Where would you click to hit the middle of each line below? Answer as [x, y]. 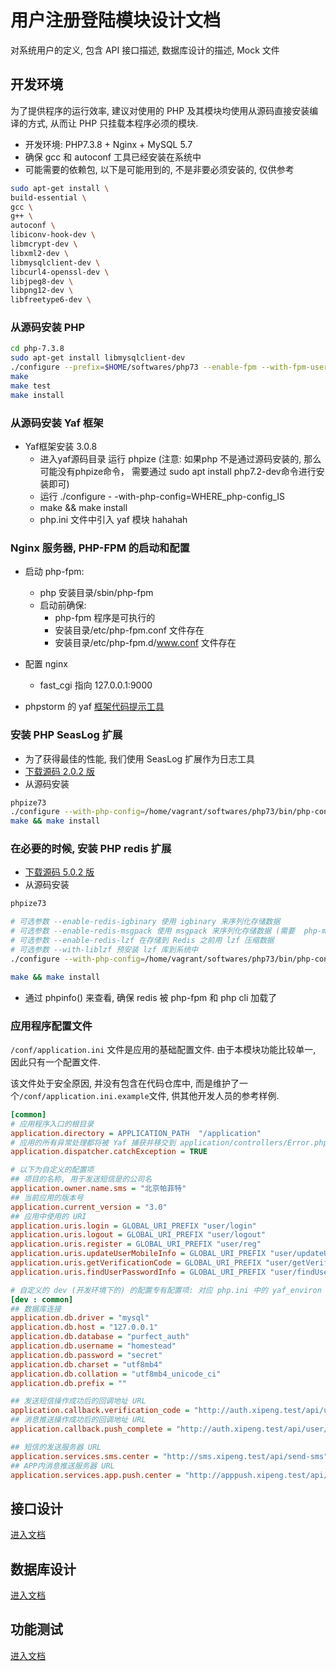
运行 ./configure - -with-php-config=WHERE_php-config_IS [162, 496]
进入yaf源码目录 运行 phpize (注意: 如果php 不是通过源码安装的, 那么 [180, 458]
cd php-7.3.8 [37, 349]
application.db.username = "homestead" [93, 1346]
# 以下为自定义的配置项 [52, 1170]
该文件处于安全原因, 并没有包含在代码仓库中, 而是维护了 [125, 1083]
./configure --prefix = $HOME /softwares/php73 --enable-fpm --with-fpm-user [169, 367]
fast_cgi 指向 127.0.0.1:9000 [96, 685]
